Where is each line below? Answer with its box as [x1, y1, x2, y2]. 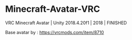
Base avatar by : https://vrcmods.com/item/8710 [5, 29, 104, 35]
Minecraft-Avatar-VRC [5, 3, 101, 15]
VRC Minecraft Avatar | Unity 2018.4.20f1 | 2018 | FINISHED [5, 20, 127, 26]
